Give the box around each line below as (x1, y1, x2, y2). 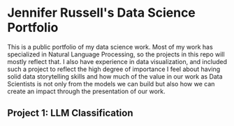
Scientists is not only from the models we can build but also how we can (7, 79, 215, 88)
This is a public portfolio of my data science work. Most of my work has (7, 42, 213, 51)
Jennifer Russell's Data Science (7, 5, 196, 21)
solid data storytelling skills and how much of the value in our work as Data (7, 72, 223, 81)
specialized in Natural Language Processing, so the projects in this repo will (7, 50, 225, 58)
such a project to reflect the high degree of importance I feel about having (7, 65, 221, 73)
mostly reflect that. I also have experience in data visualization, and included (7, 57, 227, 65)
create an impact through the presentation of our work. (7, 87, 166, 95)
